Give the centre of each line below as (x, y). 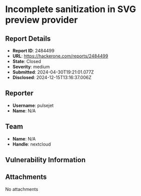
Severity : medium (31, 67)
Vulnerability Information (45, 160)
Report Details (28, 39)
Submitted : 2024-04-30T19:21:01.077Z (53, 72)
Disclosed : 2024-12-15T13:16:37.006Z (52, 77)
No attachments (22, 189)
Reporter (19, 93)
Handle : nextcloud (32, 144)
